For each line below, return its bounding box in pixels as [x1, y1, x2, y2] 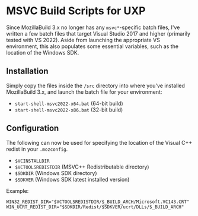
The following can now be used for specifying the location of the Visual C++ [6, 139, 193, 146]
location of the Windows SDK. [6, 49, 79, 56]
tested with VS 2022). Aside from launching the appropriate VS [6, 36, 160, 43]
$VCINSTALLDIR [14, 158, 50, 164]
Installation [6, 66, 49, 77]
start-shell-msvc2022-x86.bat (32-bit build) [14, 106, 123, 113]
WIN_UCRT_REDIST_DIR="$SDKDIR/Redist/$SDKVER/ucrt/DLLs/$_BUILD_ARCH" [6, 204, 184, 210]
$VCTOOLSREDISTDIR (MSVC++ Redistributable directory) [14, 163, 149, 170]
